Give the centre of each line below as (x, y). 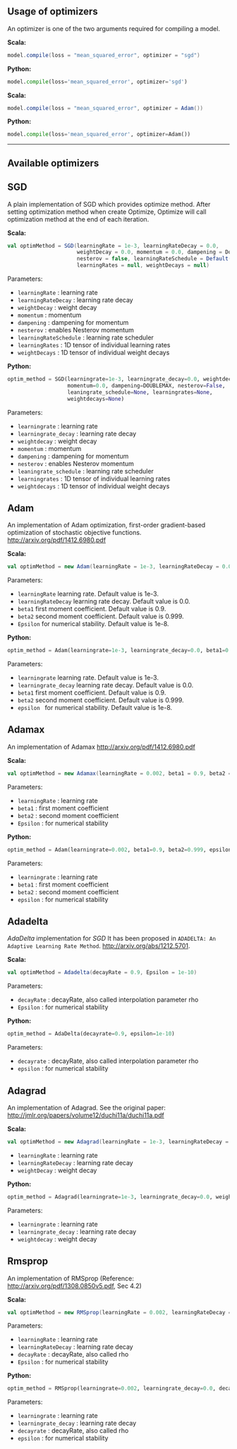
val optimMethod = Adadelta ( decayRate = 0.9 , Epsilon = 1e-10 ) (102, 973)
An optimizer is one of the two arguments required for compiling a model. (114, 28)
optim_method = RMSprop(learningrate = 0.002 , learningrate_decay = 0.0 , (112, 1389)
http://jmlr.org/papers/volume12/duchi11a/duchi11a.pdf (86, 1115)
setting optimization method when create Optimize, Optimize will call (107, 212)
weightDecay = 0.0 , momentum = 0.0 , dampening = (149, 252)
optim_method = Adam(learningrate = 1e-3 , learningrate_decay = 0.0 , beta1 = (116, 651)
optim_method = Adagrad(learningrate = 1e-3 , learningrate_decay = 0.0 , (110, 1197)
